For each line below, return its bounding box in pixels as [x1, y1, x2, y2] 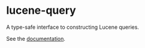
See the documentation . [6, 35, 66, 42]
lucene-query [6, 4, 76, 17]
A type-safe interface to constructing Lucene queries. [6, 23, 140, 31]
